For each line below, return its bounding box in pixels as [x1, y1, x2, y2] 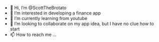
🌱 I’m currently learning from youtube [10, 15, 88, 21]
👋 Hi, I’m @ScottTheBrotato [10, 5, 67, 10]
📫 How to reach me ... [10, 31, 57, 37]
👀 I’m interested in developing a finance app [10, 10, 101, 16]
